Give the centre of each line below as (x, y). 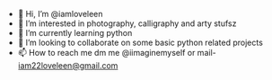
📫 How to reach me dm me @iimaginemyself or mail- (117, 53)
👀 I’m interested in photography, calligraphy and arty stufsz (127, 23)
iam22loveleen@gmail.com (68, 66)
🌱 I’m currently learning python (75, 33)
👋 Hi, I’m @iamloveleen (60, 14)
